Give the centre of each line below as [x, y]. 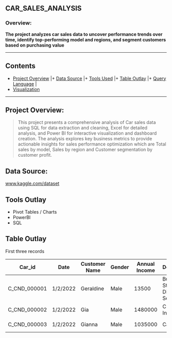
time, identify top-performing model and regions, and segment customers [86, 39]
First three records [25, 251]
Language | [25, 83]
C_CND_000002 [27, 309]
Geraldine [92, 288]
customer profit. [35, 155]
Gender [120, 267]
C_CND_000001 [27, 288]
